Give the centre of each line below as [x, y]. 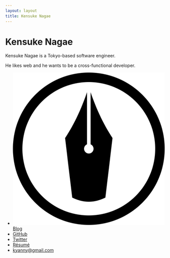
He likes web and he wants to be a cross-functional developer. [70, 65]
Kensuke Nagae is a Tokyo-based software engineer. [60, 56]
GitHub [20, 234]
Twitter [20, 239]
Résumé [21, 245]
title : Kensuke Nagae [28, 16]
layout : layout [21, 11]
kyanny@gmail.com [33, 250]
